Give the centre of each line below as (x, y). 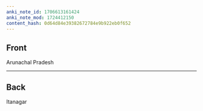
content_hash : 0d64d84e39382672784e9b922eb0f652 (69, 23)
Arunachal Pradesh (30, 62)
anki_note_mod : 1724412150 (40, 18)
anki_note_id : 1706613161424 (43, 12)
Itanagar (17, 102)
